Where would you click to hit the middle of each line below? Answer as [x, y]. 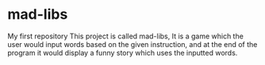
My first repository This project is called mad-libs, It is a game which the [125, 36]
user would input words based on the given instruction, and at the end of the [132, 44]
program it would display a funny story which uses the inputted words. [123, 52]
